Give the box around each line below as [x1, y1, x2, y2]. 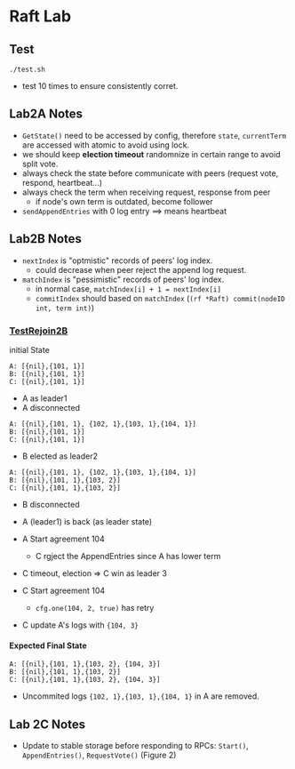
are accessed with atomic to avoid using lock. [21, 140, 189, 150]
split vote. [21, 158, 59, 169]
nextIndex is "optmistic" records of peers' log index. [21, 255, 213, 266]
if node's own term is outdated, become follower [35, 196, 213, 206]
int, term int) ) [35, 302, 95, 313]
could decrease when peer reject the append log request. [35, 264, 247, 275]
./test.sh [9, 65, 46, 74]
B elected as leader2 [21, 451, 99, 461]
